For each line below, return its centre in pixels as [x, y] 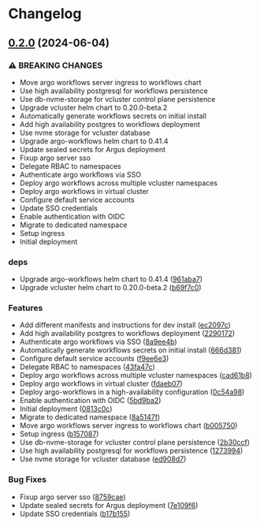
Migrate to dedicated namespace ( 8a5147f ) [90, 417]
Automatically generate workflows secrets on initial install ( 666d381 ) [130, 350]
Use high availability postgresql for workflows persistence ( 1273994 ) [131, 451]
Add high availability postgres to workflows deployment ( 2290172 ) [127, 334]
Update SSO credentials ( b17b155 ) [75, 513]
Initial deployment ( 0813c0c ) [66, 409]
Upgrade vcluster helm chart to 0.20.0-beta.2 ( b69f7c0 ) [111, 288]
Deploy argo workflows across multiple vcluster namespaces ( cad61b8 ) [136, 375]
